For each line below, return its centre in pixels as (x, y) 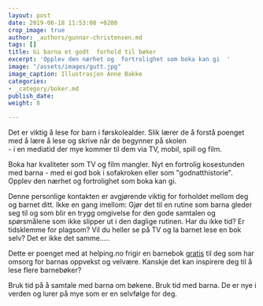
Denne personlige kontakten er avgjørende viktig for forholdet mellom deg (128, 197)
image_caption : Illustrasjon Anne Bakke (76, 74)
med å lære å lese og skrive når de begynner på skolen (98, 141)
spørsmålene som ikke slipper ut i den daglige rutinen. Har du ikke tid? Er (127, 222)
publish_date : (31, 96)
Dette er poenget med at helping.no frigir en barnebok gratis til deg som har (131, 253)
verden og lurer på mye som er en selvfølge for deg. (93, 294)
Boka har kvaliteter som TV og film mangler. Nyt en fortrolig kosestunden (126, 164)
